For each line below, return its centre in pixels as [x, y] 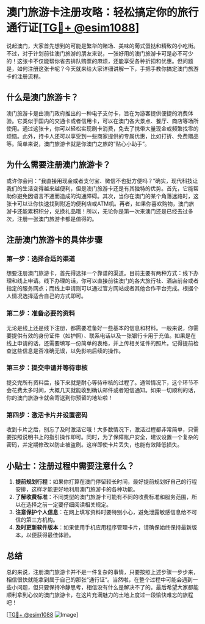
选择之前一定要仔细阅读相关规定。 [69, 504]
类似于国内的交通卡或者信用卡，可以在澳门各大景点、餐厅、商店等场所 [110, 121]
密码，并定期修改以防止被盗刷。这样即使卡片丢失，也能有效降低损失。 [95, 445]
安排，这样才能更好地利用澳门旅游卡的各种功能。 [77, 489]
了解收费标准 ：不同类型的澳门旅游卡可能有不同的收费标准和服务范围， [103, 497]
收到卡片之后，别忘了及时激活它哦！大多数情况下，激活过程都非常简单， [97, 429]
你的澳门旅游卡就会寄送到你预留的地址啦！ [60, 398]
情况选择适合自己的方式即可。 [49, 296]
